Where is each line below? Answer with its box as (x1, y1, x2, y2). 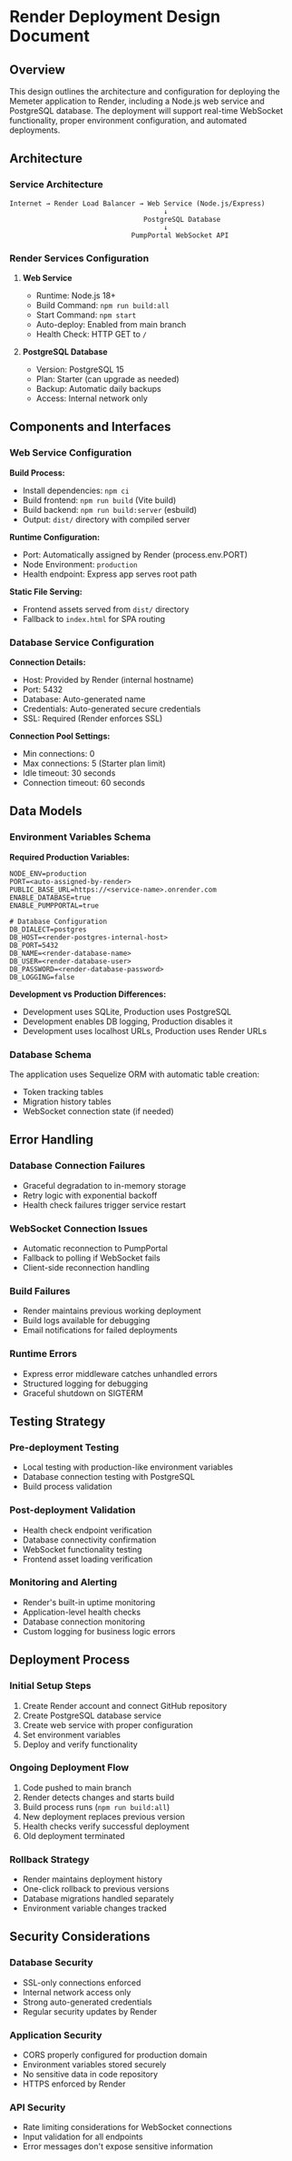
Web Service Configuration (9, 447, 132, 459)
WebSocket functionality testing (22, 1543, 142, 1554)
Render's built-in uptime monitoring (22, 1596, 156, 1607)
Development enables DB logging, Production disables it (22, 1016, 233, 1027)
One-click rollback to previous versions (22, 1884, 170, 1895)
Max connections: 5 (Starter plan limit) (22, 758, 166, 769)
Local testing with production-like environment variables (22, 1462, 234, 1472)
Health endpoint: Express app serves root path (22, 568, 198, 579)
